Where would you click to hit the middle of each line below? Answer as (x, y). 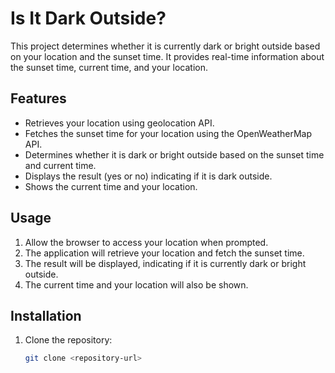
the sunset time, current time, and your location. (109, 67)
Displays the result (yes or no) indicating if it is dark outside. (148, 176)
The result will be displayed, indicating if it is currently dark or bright (165, 263)
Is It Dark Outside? (88, 18)
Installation (46, 315)
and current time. (60, 165)
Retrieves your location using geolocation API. (119, 123)
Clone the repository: (68, 340)
